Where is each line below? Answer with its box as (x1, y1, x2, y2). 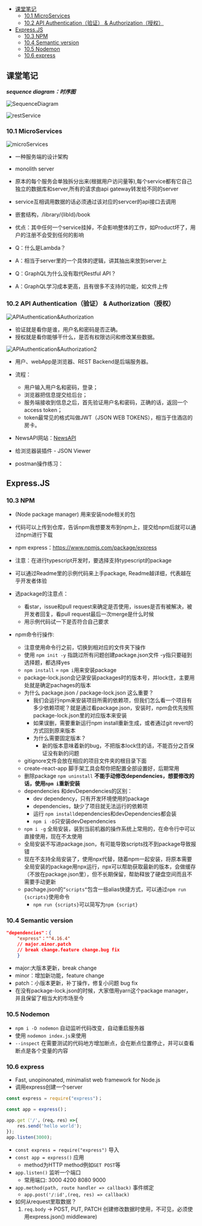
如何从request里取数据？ (14, 1198, 77, 1205)
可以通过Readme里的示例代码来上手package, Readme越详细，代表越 (14, 570, 186, 577)
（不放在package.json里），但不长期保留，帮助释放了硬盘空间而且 (24, 870, 187, 878)
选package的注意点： (14, 590, 69, 598)
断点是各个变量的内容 (14, 1047, 68, 1054)
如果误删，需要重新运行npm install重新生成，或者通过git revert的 (33, 719, 194, 727)
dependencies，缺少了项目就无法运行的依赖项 (33, 803, 148, 810)
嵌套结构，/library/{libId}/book (14, 211, 90, 218)
